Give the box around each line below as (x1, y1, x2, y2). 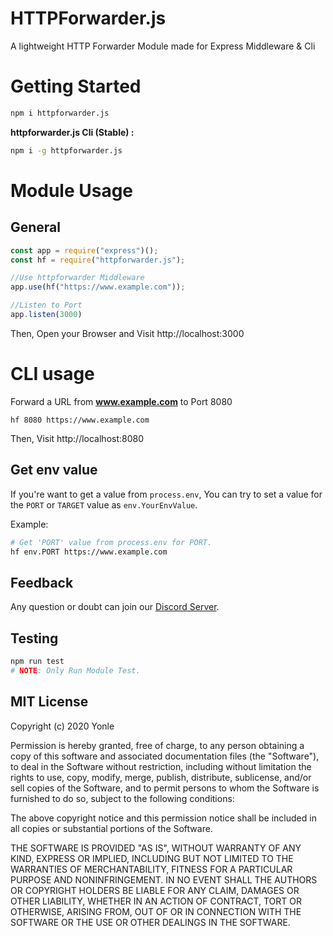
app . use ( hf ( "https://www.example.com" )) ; (10, 282, 186, 292)
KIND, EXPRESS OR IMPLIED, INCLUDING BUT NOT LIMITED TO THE (10, 852, 294, 864)
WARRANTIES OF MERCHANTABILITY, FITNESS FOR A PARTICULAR (10, 863, 293, 875)
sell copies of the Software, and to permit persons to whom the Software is (10, 782, 320, 794)
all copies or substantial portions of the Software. (10, 822, 213, 834)
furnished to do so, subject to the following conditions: (10, 792, 235, 804)
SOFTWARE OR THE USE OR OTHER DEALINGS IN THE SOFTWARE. (10, 916, 291, 928)
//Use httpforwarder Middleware (10, 273, 145, 283)
